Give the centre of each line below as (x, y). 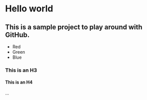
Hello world (29, 9)
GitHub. (17, 35)
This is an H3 (21, 70)
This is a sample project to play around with (74, 27)
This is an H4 (19, 82)
